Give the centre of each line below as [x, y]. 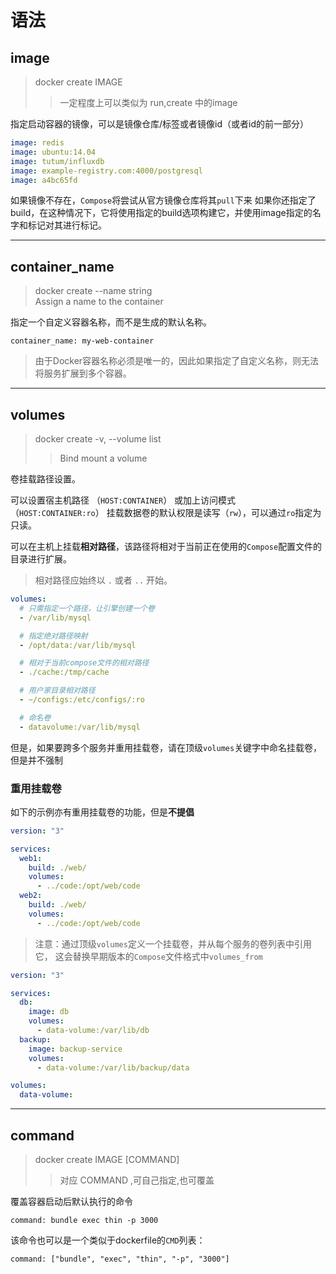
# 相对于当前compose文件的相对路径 [84, 663]
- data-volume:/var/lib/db [93, 1031]
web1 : [31, 858]
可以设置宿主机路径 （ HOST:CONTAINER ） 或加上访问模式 [123, 500]
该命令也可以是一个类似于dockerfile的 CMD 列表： [108, 1240]
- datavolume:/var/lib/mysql [80, 727]
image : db [49, 1012]
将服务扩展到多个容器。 [83, 373]
